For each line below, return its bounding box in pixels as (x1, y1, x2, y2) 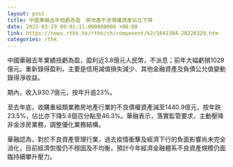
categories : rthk (7, 36, 58, 43)
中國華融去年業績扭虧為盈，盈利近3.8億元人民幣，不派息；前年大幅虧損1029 (7, 56, 225, 65)
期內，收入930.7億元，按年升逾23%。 (7, 88, 116, 97)
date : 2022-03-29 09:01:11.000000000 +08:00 (7, 23, 138, 30)
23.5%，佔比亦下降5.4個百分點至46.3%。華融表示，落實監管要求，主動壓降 (7, 112, 224, 120)
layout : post (7, 10, 45, 17)
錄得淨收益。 (7, 74, 44, 82)
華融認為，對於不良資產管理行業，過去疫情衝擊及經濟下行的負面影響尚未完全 (7, 135, 226, 143)
